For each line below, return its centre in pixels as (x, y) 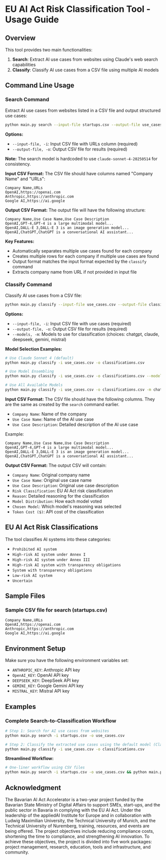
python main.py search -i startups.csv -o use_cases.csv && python (76, 772)
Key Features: (20, 241)
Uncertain (22, 581)
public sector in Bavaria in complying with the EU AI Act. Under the (73, 810)
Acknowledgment (33, 787)
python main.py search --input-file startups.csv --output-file (73, 125)
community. (17, 852)
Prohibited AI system (34, 549)
